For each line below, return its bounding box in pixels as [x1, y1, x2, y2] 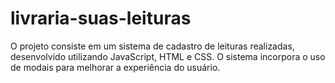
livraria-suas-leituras [10, 7, 192, 30]
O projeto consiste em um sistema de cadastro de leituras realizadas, [10, 40, 295, 52]
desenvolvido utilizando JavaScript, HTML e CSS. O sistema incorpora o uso [10, 50, 326, 62]
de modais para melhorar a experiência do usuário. [10, 61, 221, 73]
